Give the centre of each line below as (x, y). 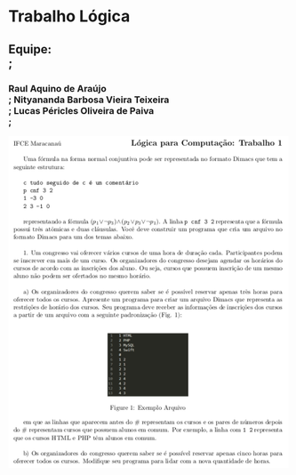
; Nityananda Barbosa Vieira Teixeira (89, 100)
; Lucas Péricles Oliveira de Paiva (81, 110)
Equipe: (30, 49)
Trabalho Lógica (69, 16)
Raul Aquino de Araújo (58, 88)
